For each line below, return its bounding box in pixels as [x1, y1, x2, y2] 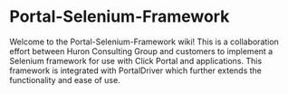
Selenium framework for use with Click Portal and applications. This [9, 55, 263, 66]
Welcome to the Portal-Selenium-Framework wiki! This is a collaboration [9, 36, 279, 47]
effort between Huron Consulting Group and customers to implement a [9, 45, 274, 56]
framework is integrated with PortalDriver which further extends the [9, 65, 263, 76]
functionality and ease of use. [9, 74, 120, 85]
